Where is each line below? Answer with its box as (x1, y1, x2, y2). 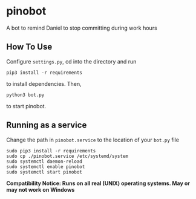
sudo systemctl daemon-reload (6, 158, 83, 165)
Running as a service (6, 120, 87, 131)
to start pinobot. (6, 102, 47, 109)
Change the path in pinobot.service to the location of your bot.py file (6, 136, 180, 143)
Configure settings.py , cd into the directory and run (6, 57, 137, 65)
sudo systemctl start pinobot (6, 169, 83, 175)
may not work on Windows (6, 186, 75, 193)
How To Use (6, 42, 53, 52)
